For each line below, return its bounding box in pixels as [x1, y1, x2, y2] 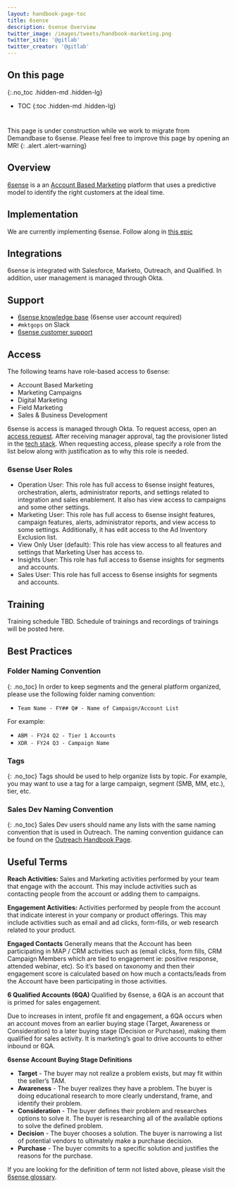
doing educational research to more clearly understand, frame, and [17, 1091, 213, 1101]
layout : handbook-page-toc [7, 10, 87, 18]
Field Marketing [17, 404, 63, 412]
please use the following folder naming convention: [7, 689, 156, 698]
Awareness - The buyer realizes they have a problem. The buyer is [17, 1084, 213, 1093]
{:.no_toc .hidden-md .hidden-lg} [7, 87, 104, 96]
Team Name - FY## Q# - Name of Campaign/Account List [17, 705, 179, 712]
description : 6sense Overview [7, 23, 97, 30]
